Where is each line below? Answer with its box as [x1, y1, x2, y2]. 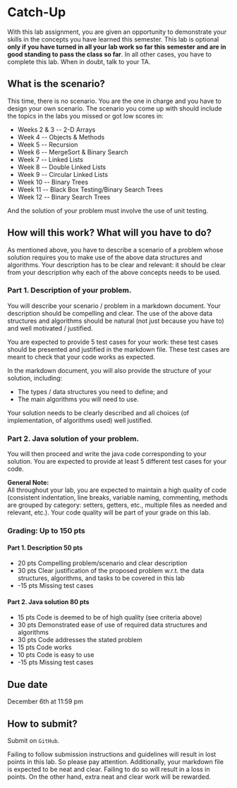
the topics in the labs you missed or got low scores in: [7, 111, 164, 120]
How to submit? [7, 718, 78, 729]
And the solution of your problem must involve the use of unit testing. [7, 206, 209, 215]
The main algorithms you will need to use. [17, 395, 139, 403]
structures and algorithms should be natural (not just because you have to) [7, 316, 224, 325]
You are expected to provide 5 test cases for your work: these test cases [7, 338, 219, 346]
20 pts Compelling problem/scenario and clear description [17, 559, 188, 567]
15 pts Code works [17, 643, 72, 652]
